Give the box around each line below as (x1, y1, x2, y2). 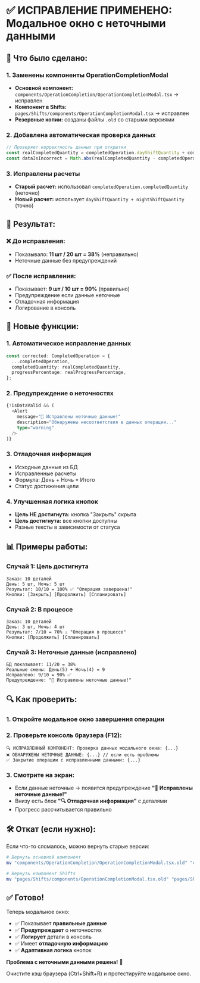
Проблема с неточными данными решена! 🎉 (6, 959, 123, 966)
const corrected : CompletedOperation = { (6, 352, 111, 359)
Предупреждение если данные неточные (14, 292, 120, 299)
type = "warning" (17, 425, 55, 430)
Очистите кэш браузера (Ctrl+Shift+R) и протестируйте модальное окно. (6, 970, 192, 977)
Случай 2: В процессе (6, 605, 73, 613)
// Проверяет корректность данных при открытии (6, 144, 127, 151)
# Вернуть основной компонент (6, 854, 82, 860)
